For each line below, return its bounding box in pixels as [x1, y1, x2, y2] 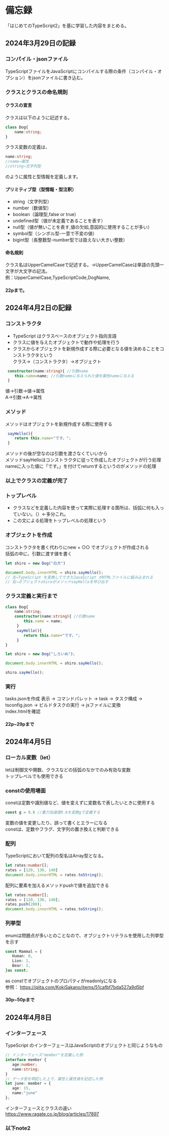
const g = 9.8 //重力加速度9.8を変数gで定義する [5, 810, 100, 815]
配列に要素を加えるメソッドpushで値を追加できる [5, 882, 109, 888]
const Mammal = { [5, 949, 42, 954]
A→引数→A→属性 [5, 394, 42, 400]
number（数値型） [12, 205, 52, 211]
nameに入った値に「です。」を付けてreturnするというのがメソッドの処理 [5, 463, 156, 469]
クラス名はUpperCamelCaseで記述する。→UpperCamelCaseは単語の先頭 [5, 262, 160, 268]
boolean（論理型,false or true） [12, 211, 79, 218]
